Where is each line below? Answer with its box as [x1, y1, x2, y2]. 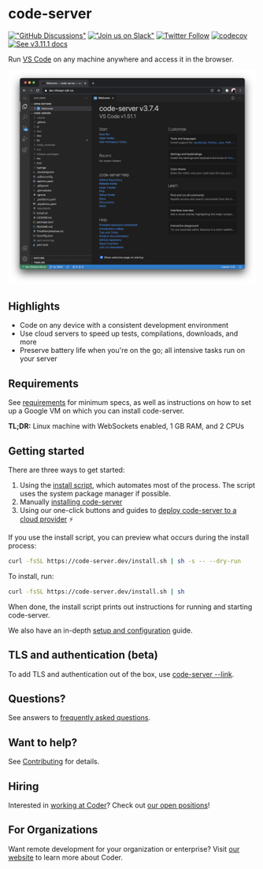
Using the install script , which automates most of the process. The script [19, 480, 256, 489]
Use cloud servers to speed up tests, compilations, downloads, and [19, 329, 239, 339]
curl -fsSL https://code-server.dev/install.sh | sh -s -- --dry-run [8, 557, 242, 565]
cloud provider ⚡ [19, 514, 74, 524]
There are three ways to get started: [8, 465, 125, 474]
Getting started [8, 444, 85, 458]
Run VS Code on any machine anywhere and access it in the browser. [8, 54, 234, 64]
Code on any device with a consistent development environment [19, 321, 229, 330]
